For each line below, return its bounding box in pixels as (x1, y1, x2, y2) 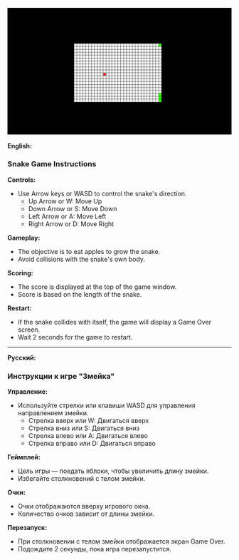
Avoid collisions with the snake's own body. (17, 255, 146, 263)
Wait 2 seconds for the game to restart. (17, 332, 133, 341)
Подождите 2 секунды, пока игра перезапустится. (17, 545, 172, 554)
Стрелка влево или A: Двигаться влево (28, 432, 148, 440)
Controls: (7, 175, 36, 184)
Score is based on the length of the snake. (17, 290, 142, 298)
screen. (17, 325, 41, 334)
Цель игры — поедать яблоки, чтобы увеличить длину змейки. (17, 467, 209, 475)
